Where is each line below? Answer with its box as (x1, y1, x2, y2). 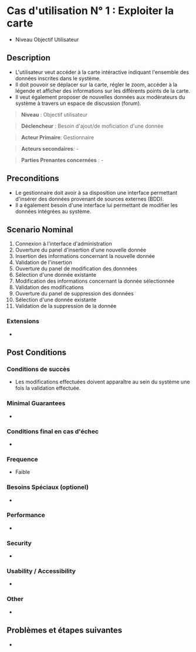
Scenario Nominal (6, 225, 73, 235)
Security (6, 539, 32, 547)
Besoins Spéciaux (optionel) (6, 483, 89, 491)
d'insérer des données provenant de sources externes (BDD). (15, 195, 164, 202)
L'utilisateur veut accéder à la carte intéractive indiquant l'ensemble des (15, 69, 190, 76)
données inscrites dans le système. (15, 74, 101, 81)
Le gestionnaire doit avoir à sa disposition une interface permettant (15, 189, 178, 196)
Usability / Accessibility (6, 567, 76, 575)
